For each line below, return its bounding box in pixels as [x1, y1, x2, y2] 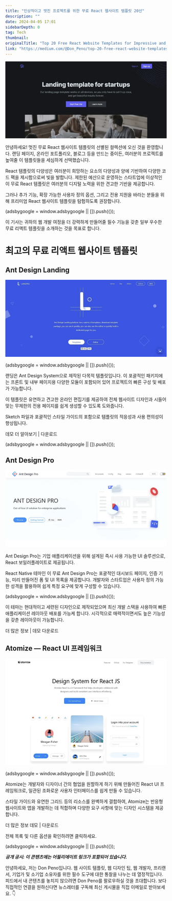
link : [5, 46, 17, 51]
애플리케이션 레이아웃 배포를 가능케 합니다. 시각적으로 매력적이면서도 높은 [5, 610, 152, 616]
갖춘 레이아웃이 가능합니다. [10, 617, 64, 623]
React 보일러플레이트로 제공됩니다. [5, 559, 75, 565]
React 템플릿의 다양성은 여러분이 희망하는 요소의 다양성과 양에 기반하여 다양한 [5, 167, 161, 174]
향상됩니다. [5, 420, 28, 426]
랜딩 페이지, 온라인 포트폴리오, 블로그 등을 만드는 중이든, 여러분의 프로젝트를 [12, 150, 164, 157]
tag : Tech [5, 30, 27, 35]
